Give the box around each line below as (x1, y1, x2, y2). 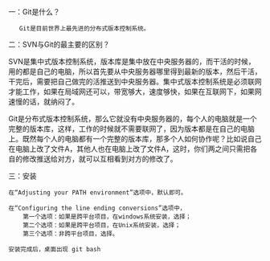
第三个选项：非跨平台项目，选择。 (22, 230, 119, 238)
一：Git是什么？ (8, 7, 60, 16)
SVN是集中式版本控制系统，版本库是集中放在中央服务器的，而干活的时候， (8, 57, 256, 66)
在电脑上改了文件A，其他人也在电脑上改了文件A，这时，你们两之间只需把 (8, 144, 251, 153)
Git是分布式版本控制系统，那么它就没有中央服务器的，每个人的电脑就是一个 (8, 114, 257, 123)
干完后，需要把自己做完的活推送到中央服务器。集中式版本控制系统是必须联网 (8, 77, 262, 86)
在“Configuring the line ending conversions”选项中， (8, 204, 186, 212)
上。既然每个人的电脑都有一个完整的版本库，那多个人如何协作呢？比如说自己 (8, 134, 262, 143)
